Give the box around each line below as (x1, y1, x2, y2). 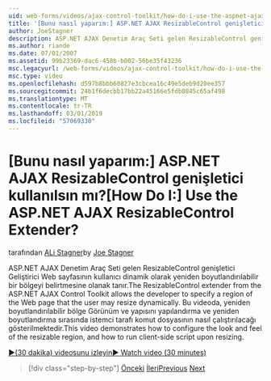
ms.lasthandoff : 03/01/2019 (8, 110, 103, 118)
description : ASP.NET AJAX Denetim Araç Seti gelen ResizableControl (8, 34, 248, 43)
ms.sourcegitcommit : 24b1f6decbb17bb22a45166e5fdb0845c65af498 (8, 87, 226, 95)
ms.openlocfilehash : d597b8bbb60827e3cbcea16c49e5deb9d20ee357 (8, 79, 226, 87)
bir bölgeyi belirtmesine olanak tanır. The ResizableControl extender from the (8, 280, 262, 290)
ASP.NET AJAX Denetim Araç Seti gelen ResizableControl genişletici (8, 263, 236, 273)
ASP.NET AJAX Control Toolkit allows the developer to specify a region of (8, 289, 253, 298)
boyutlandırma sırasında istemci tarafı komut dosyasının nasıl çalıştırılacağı (8, 315, 256, 324)
